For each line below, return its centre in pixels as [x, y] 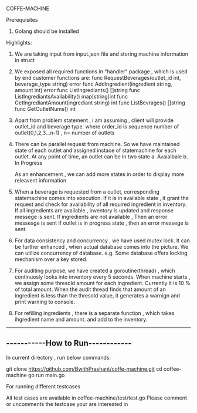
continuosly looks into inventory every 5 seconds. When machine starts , [102, 277]
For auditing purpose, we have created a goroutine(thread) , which [95, 270]
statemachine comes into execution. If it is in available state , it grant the [102, 198]
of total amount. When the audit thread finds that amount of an [90, 289]
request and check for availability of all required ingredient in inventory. [101, 204]
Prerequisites [22, 20]
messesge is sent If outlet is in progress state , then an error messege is [102, 223]
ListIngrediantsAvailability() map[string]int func [71, 97]
